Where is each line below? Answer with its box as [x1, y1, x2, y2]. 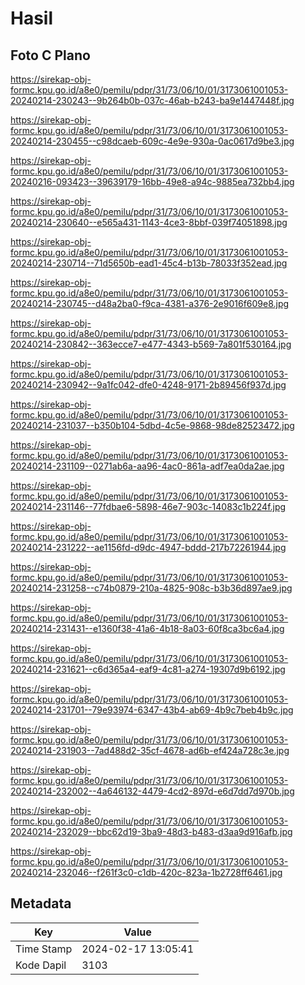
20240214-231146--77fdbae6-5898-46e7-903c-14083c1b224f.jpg [10, 501, 287, 512]
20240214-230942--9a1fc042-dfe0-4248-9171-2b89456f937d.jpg [10, 379, 287, 391]
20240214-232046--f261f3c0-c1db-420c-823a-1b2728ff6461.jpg [10, 867, 283, 878]
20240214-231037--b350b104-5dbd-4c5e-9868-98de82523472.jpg [10, 420, 295, 431]
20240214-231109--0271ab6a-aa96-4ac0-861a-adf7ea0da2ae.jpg [10, 460, 285, 472]
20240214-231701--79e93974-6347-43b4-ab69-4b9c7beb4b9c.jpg [10, 704, 294, 716]
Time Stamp [15, 942, 73, 956]
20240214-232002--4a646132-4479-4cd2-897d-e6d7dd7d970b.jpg [10, 785, 295, 797]
